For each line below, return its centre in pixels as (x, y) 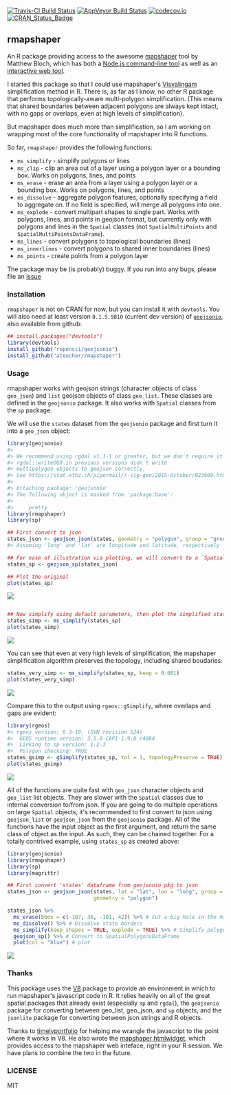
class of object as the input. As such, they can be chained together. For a (111, 833)
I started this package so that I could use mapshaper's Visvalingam (102, 84)
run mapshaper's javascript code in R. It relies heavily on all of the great (109, 995)
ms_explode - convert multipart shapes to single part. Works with (108, 212)
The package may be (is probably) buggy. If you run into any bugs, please (112, 269)
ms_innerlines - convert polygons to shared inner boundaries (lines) (114, 248)
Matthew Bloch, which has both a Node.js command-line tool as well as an (112, 63)
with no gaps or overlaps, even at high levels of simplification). (96, 113)
